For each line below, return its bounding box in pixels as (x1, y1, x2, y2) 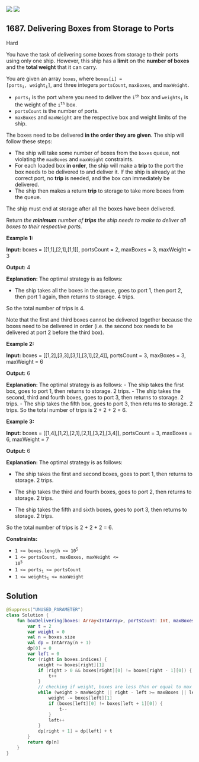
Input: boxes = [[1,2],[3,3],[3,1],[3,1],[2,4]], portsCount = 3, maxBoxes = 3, (6, 351, 187, 359)
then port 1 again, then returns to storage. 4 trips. (14, 293, 135, 300)
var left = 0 (27, 651, 60, 657)
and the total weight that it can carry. (6, 63, 98, 71)
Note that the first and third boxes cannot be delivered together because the (6, 316, 192, 323)
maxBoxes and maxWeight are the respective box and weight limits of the (14, 114, 187, 121)
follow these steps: (6, 137, 52, 145)
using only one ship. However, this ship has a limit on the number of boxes (6, 57, 190, 64)
